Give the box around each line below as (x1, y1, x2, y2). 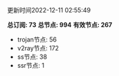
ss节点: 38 (17, 53, 47, 61)
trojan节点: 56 (17, 35, 57, 44)
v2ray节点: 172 (17, 44, 59, 52)
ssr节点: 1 (17, 61, 45, 69)
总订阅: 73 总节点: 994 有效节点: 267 (7, 21, 113, 29)
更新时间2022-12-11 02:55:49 (7, 6, 91, 14)
